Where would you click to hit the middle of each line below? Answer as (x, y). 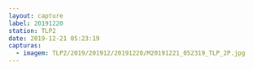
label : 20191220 (36, 23)
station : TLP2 (33, 31)
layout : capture (36, 16)
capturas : (25, 46)
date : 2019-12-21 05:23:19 (54, 38)
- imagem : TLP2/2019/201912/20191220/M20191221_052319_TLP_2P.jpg (131, 53)
